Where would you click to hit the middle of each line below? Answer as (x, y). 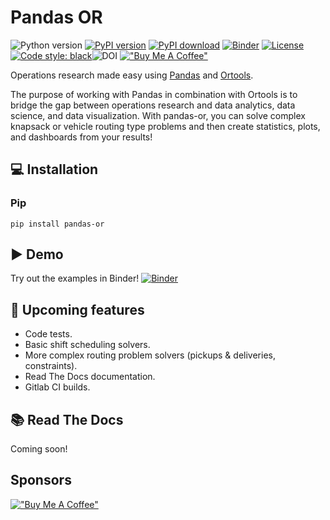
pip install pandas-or (57, 224)
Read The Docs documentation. (90, 377)
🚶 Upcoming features (77, 309)
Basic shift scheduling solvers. (87, 345)
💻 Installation (54, 169)
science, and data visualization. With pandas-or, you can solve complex (158, 115)
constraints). (51, 366)
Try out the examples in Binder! (75, 278)
